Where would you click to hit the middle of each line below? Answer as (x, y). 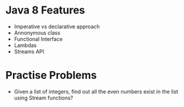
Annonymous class (37, 32)
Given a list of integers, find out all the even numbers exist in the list (96, 91)
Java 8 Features (46, 10)
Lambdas (25, 45)
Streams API (29, 51)
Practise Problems (51, 76)
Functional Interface (38, 39)
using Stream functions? (44, 98)
